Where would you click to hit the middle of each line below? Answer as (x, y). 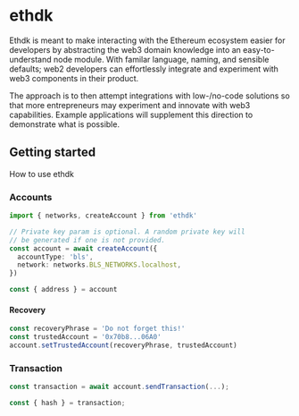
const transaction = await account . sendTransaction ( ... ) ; (119, 387)
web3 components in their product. (74, 78)
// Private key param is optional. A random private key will (127, 232)
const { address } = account (63, 290)
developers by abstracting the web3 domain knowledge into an (125, 49)
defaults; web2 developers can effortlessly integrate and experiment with (144, 69)
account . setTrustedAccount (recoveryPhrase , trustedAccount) (124, 345)
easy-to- (258, 49)
